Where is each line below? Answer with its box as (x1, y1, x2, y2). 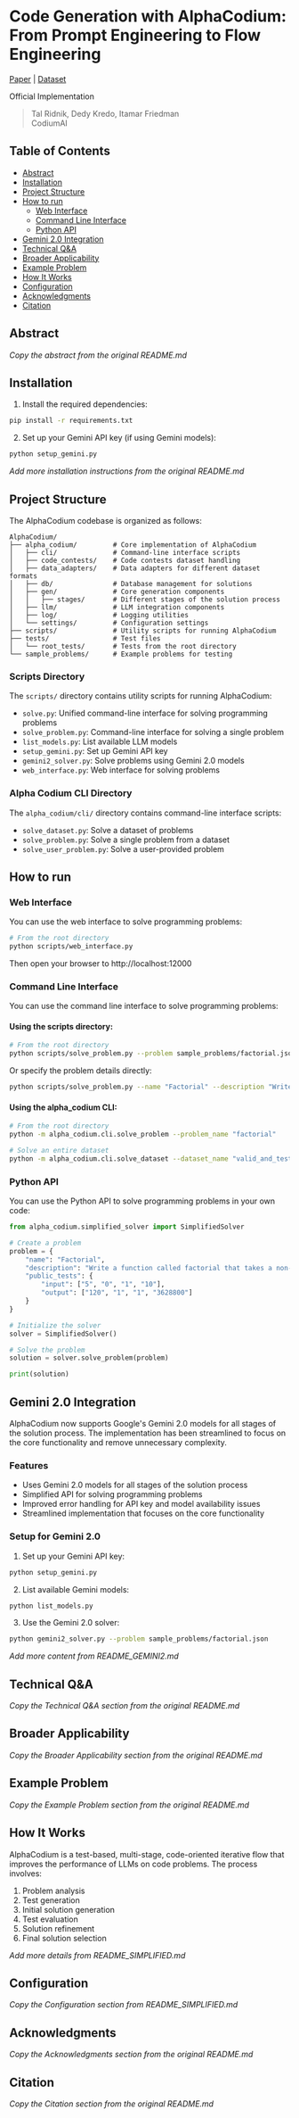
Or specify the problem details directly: (9, 1065, 153, 1076)
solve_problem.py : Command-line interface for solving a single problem (21, 727, 285, 738)
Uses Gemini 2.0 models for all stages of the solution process (21, 1479, 248, 1491)
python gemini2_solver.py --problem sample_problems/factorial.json (9, 1634, 269, 1643)
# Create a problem (9, 1238, 82, 1247)
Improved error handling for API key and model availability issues (21, 1499, 261, 1510)
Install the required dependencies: (21, 399, 149, 410)
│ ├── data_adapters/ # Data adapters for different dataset (9, 564, 261, 573)
